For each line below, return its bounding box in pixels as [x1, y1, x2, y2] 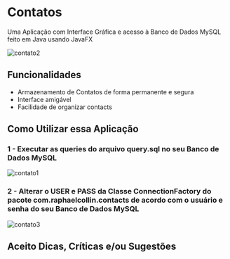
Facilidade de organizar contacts [17, 103, 112, 111]
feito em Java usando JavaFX [7, 34, 93, 43]
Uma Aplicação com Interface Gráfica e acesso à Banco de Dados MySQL [7, 27, 222, 36]
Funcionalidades [7, 69, 82, 81]
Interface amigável [17, 95, 72, 103]
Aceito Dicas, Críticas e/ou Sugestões [7, 241, 177, 253]
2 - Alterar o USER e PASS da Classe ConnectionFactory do [7, 187, 212, 196]
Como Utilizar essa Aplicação [7, 123, 139, 135]
